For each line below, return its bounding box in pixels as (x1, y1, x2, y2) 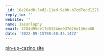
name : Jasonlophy (5, 21, 42, 27)
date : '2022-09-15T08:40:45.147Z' (5, 31, 79, 36)
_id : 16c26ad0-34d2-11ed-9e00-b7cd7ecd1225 (5, 7, 99, 13)
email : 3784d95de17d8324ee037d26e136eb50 (5, 26, 95, 32)
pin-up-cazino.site (5, 45, 44, 51)
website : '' (5, 17, 31, 22)
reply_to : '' (5, 12, 33, 17)
